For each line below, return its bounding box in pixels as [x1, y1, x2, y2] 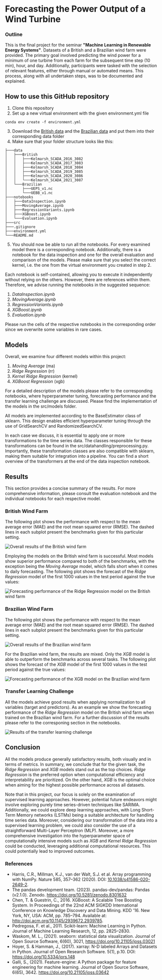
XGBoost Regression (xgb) [12, 378, 65, 384]
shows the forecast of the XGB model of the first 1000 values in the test [5, 661, 147, 667]
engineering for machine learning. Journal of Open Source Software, [12, 964, 149, 970]
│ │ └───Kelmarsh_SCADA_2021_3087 [5, 178, 83, 183]
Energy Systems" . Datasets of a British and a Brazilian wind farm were [5, 47, 147, 53]
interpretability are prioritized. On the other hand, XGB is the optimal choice [5, 776, 155, 783]
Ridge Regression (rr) [12, 368, 55, 374]
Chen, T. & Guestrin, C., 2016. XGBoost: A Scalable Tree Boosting [12, 897, 142, 903]
